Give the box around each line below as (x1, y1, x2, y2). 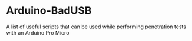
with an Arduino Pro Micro (6, 29, 69, 36)
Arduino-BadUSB (6, 4, 92, 17)
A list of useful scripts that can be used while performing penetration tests (6, 23, 187, 30)
